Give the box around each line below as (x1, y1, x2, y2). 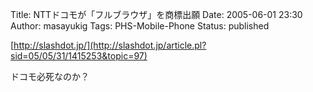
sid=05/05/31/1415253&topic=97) (10, 50, 148, 62)
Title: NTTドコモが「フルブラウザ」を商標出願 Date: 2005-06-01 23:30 (10, 9, 303, 20)
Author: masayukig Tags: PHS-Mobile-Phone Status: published (10, 20, 270, 32)
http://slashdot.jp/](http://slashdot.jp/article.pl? (13, 39, 207, 51)
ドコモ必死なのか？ (10, 71, 90, 82)
